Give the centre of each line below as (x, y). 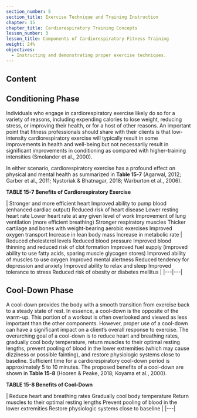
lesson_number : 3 (27, 33)
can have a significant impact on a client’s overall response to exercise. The (97, 329)
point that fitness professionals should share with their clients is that (89, 132)
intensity (17, 138)
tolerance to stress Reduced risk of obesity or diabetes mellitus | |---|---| (94, 272)
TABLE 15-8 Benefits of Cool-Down (50, 385)
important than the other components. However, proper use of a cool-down (97, 323)
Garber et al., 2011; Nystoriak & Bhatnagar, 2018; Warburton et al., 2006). (94, 180)
